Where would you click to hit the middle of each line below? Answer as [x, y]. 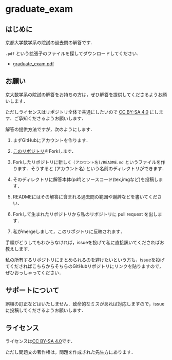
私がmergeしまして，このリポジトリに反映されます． [69, 231]
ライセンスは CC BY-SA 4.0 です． [40, 341]
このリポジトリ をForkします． [44, 151]
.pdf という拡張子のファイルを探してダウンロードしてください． [73, 53]
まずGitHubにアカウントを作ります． [52, 140]
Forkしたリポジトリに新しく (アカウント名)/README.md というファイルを [87, 162]
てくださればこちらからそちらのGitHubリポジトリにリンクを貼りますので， [84, 266]
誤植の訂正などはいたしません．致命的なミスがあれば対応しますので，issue [85, 303]
